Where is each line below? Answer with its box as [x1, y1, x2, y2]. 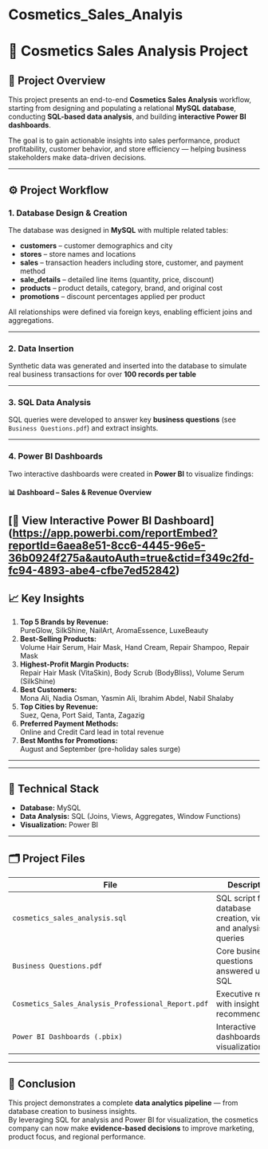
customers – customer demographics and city [19, 241, 173, 250]
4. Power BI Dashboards [8, 451, 104, 462]
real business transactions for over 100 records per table [8, 369, 197, 380]
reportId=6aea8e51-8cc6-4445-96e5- [8, 538, 206, 552]
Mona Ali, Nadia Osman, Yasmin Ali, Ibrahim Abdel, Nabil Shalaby [19, 693, 234, 702]
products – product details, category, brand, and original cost [19, 283, 223, 293]
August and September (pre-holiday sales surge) [19, 744, 181, 754]
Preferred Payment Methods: [19, 718, 119, 728]
